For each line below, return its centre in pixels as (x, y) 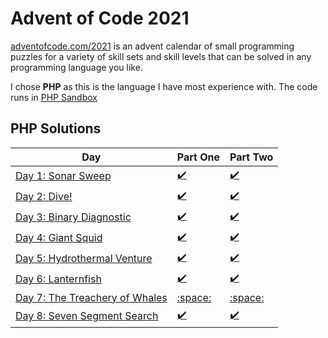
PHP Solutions (56, 128)
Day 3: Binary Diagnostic (73, 217)
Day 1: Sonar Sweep (63, 176)
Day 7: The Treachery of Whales (91, 297)
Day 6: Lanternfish (58, 279)
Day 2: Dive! (44, 197)
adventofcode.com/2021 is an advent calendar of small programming (152, 46)
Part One (198, 157)
